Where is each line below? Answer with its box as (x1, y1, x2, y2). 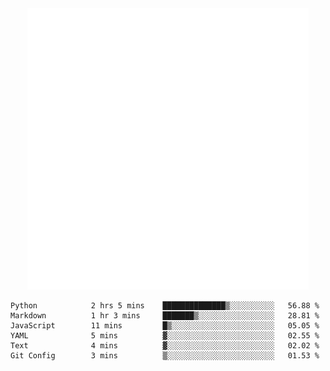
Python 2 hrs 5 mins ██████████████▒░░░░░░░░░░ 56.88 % (10, 301, 320, 311)
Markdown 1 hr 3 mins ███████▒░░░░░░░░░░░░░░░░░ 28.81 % (10, 311, 320, 321)
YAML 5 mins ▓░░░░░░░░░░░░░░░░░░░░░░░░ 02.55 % (10, 331, 320, 341)
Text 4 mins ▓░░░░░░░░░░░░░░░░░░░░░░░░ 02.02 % (10, 341, 320, 351)
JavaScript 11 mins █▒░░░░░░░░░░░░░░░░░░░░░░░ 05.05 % (10, 321, 320, 331)
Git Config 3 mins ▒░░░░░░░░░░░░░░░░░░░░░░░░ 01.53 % (10, 351, 320, 361)
